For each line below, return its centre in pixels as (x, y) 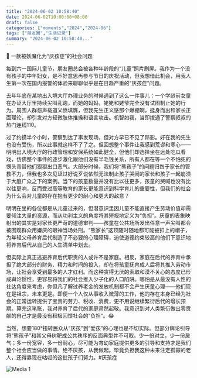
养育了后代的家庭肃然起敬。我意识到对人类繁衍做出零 (121, 308)
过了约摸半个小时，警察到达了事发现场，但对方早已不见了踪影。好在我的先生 (98, 137)
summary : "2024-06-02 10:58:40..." (50, 39)
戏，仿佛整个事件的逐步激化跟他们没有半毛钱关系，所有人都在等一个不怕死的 (98, 159)
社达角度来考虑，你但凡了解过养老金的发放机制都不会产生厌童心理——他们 (96, 286)
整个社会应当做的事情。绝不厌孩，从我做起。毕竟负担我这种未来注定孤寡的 (96, 350)
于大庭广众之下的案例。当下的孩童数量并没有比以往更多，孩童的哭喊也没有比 (98, 181)
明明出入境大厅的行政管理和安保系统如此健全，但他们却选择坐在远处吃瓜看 (96, 152)
